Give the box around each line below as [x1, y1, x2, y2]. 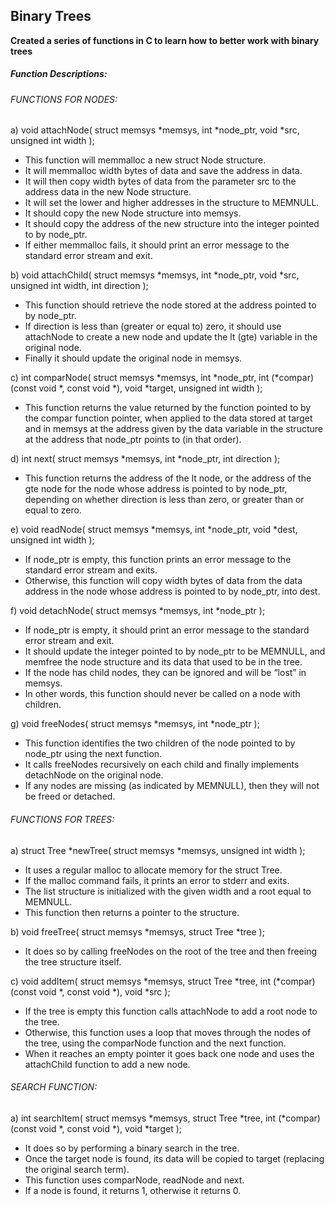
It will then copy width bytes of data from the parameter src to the [24, 175, 297, 188]
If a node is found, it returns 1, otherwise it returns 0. [24, 1184, 242, 1196]
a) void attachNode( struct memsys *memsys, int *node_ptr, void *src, [10, 124, 300, 136]
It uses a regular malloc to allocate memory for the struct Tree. [24, 864, 283, 876]
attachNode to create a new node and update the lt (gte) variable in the [24, 331, 318, 343]
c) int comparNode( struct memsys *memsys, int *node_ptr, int [10, 372, 270, 384]
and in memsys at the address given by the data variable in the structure [24, 423, 323, 435]
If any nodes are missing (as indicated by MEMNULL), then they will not [24, 780, 320, 792]
